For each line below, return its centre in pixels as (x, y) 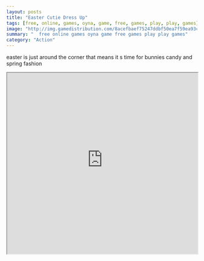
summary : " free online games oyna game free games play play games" (97, 34)
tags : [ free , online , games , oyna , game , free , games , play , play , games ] (103, 23)
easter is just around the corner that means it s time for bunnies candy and (99, 57)
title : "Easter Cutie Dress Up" (47, 18)
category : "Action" (31, 40)
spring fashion (24, 63)
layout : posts (24, 12)
